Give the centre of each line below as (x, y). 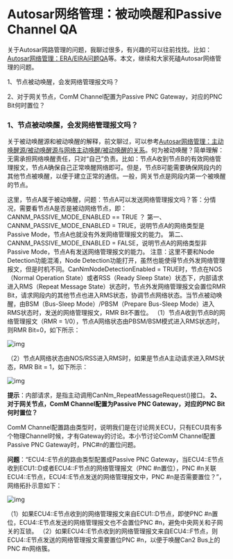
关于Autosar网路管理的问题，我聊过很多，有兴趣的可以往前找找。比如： (110, 49)
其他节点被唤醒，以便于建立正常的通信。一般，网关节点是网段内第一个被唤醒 (116, 176)
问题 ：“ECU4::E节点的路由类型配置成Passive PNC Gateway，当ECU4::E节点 (115, 460)
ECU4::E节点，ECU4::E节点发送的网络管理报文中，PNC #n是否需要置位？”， (116, 477)
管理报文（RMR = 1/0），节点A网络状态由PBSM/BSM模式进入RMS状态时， (118, 321)
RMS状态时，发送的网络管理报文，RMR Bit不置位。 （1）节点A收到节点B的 (113, 313)
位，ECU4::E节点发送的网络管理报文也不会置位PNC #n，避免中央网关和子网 (115, 523)
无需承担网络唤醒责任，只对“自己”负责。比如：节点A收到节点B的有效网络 (111, 159)
